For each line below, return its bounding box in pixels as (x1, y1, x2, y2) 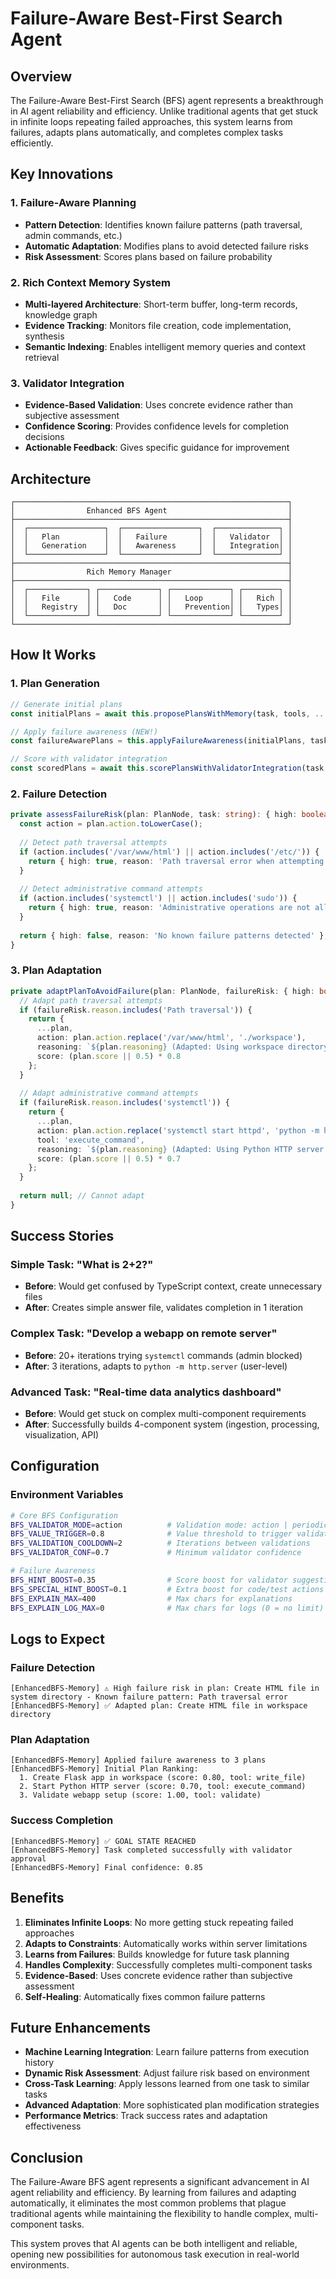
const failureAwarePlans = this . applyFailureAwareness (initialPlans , (10, 736, 307, 746)
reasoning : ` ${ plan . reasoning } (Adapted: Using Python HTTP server (36, 1144, 325, 1154)
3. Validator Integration (10, 376, 125, 390)
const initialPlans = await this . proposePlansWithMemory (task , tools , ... (10, 708, 329, 719)
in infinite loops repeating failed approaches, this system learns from (10, 116, 293, 127)
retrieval (24, 351, 60, 363)
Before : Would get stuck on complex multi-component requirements (24, 1408, 307, 1420)
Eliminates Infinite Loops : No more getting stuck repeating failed (24, 1916, 294, 1928)
